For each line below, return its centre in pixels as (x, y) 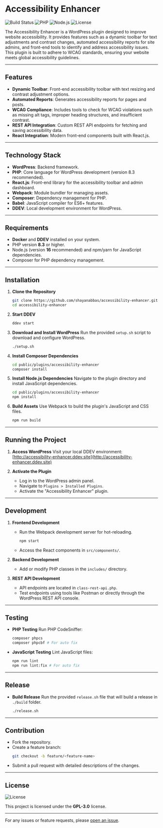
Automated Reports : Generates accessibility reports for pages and (79, 99)
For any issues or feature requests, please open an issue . (62, 820)
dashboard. (24, 187)
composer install (30, 369)
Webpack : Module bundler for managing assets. (60, 193)
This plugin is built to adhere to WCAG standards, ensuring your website (77, 52)
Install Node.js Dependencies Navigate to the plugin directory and (79, 378)
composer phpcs (27, 638)
